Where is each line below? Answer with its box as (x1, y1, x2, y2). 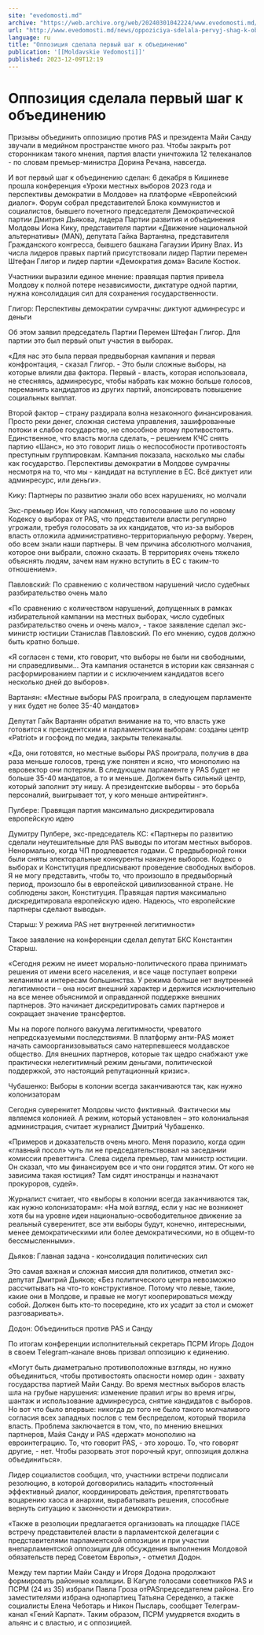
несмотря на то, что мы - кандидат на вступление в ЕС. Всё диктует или (8, 467, 253, 476)
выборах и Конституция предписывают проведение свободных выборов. (8, 862, 256, 872)
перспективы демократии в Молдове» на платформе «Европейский (8, 189, 237, 199)
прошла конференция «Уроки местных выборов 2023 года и (8, 181, 212, 190)
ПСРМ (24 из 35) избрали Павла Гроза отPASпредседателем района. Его (8, 1584, 254, 1593)
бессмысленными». (8, 1235, 75, 1246)
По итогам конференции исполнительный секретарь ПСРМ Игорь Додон (8, 1339, 254, 1348)
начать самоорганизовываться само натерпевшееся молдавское (8, 1041, 230, 1050)
